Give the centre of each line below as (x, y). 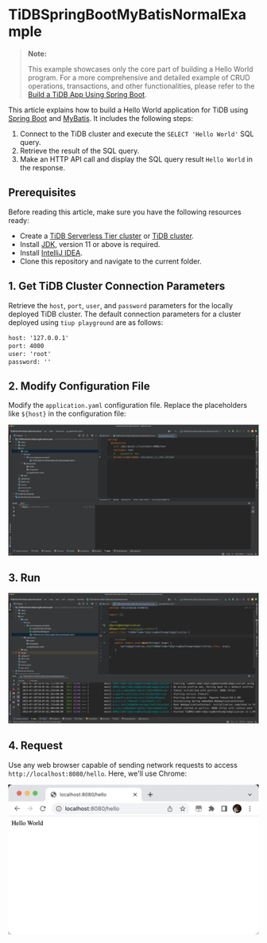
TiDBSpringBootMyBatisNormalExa (128, 15)
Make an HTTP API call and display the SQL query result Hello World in (136, 159)
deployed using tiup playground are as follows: (86, 322)
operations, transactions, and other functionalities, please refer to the (141, 86)
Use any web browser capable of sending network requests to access (123, 765)
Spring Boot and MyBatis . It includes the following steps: (101, 118)
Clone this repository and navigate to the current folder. (110, 261)
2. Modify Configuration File (79, 386)
